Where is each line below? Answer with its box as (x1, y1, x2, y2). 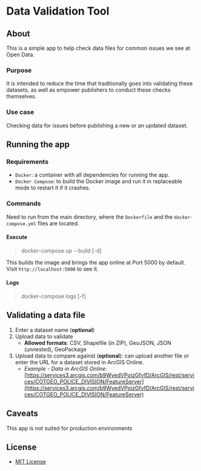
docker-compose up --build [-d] (21, 247, 102, 254)
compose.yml (6, 220, 36, 227)
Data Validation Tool (6, 4, 110, 18)
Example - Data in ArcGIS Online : (24, 365, 107, 372)
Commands (6, 199, 41, 208)
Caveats (6, 408, 38, 419)
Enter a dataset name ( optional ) (15, 326, 95, 333)
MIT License (15, 458, 47, 466)
